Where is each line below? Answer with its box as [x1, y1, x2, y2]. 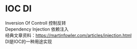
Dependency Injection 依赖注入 [5, 26, 68, 32]
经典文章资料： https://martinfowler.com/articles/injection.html [5, 32, 132, 38]
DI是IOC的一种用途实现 [5, 38, 52, 45]
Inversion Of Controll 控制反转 [5, 20, 66, 26]
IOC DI [5, 3, 32, 14]
